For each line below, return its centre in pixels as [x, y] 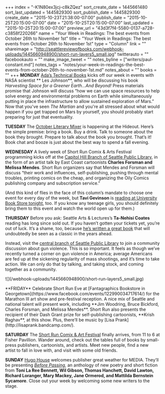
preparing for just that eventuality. [39, 117]
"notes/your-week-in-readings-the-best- [104, 65]
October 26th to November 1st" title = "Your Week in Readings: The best [78, 38]
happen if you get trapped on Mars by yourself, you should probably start [79, 112]
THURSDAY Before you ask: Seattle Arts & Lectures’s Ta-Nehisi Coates [78, 218]
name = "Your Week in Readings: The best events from [94, 33]
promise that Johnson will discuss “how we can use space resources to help [82, 91]
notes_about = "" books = [131, 70]
